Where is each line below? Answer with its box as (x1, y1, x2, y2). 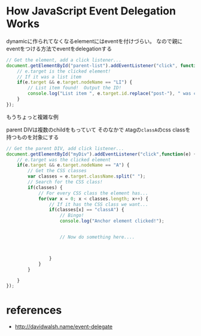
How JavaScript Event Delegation (6, 4, 176, 18)
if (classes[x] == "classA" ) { (48, 207, 124, 213)
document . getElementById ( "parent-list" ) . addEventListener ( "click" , (6, 62, 178, 68)
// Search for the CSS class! (28, 179, 103, 185)
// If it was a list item (17, 74, 82, 80)
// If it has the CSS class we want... (48, 201, 148, 208)
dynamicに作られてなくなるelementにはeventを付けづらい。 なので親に (6, 37, 183, 44)
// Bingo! (59, 212, 84, 218)
